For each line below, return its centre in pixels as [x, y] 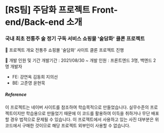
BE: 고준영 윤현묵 [29, 83]
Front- [105, 10]
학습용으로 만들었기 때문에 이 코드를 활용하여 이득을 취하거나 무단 [88, 114]
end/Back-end [35, 22]
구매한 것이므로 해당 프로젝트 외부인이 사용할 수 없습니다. [76, 126]
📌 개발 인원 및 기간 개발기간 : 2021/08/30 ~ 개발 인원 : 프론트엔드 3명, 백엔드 [79, 60]
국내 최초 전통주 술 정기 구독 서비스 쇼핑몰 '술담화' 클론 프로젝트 [75, 38]
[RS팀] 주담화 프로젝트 [48, 10]
